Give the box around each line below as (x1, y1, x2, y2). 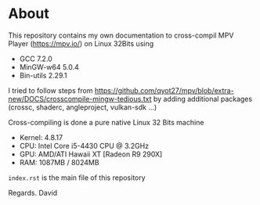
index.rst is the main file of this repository (8, 173, 146, 182)
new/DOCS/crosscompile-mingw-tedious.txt (8, 94, 152, 103)
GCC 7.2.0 (19, 54, 52, 63)
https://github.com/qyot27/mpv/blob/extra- (94, 85, 234, 95)
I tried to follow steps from (8, 85, 93, 95)
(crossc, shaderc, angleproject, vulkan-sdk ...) (8, 102, 157, 112)
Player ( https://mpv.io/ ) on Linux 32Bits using (8, 38, 154, 48)
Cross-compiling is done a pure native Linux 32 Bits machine (8, 117, 204, 127)
